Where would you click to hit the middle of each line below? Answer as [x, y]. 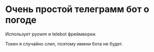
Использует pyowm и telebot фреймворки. [51, 34]
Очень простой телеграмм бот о [77, 9]
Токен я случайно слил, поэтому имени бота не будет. [64, 43]
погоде [21, 20]
